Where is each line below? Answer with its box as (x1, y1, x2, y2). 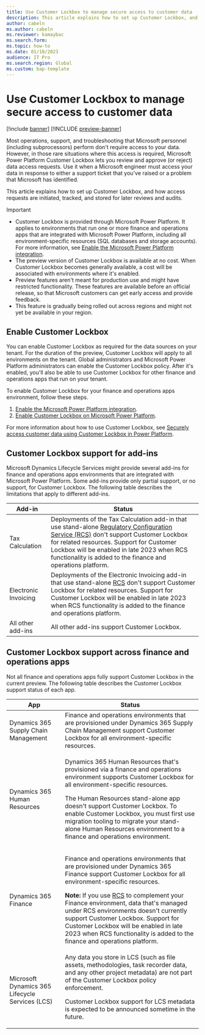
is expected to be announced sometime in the (65, 1004, 196, 1013)
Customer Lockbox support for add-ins (6, 448, 159, 458)
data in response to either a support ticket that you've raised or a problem (6, 169, 192, 177)
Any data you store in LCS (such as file (65, 953, 176, 961)
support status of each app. (6, 686, 76, 693)
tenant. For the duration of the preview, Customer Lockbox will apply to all (6, 349, 192, 357)
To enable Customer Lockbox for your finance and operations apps (6, 387, 175, 395)
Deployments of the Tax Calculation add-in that (51, 514, 187, 523)
